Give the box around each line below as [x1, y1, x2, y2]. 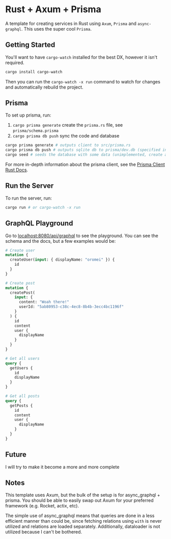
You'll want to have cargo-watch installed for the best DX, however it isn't [5, 54, 158, 60]
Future [5, 450, 27, 459]
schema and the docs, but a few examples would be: [5, 238, 116, 244]
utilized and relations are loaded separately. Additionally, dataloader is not [5, 523, 160, 530]
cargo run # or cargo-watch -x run [5, 205, 81, 210]
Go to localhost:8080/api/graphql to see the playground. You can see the [5, 233, 159, 239]
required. [5, 60, 24, 66]
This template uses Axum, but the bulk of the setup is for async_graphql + [5, 492, 160, 498]
